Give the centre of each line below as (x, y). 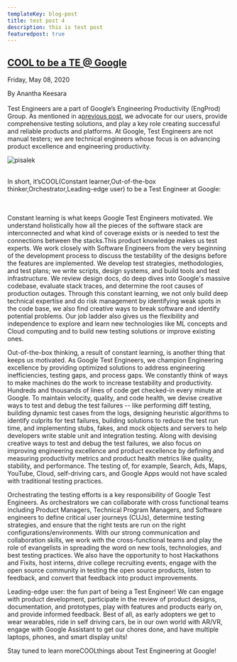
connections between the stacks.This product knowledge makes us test (112, 241)
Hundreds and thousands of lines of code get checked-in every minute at (115, 390)
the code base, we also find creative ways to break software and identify (114, 309)
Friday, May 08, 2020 (39, 80)
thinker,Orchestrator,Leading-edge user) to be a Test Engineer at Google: (114, 189)
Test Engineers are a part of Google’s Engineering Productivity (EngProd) (114, 109)
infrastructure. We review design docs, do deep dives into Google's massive (119, 279)
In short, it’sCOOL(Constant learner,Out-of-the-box (82, 181)
